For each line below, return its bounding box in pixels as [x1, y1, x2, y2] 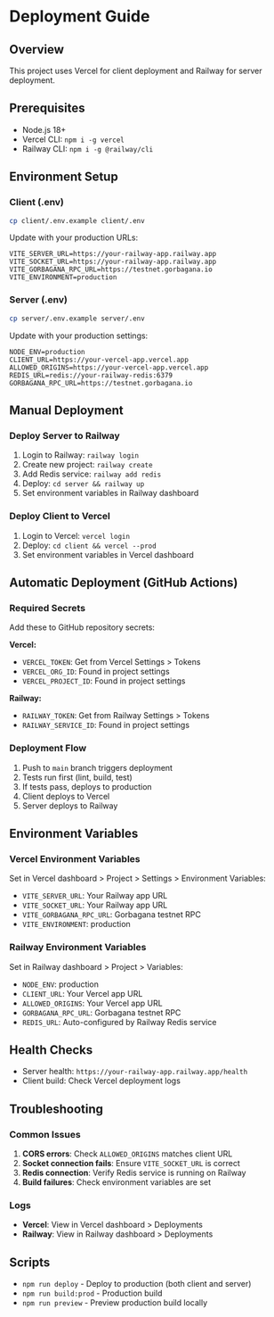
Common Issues [9, 1128, 82, 1140]
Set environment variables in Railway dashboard [21, 488, 199, 499]
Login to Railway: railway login [21, 450, 140, 460]
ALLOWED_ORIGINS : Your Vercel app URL [21, 998, 163, 1008]
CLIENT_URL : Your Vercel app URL [21, 988, 143, 998]
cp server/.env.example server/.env [9, 314, 145, 323]
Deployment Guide [9, 6, 150, 27]
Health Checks [9, 1042, 93, 1057]
